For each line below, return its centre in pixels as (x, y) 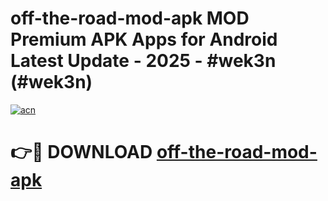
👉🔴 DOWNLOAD (81, 152)
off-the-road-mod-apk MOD (130, 18)
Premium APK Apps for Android (144, 39)
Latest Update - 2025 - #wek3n (143, 61)
